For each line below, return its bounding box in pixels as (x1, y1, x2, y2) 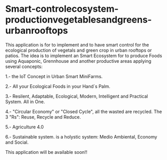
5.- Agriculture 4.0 (5, 124, 44, 130)
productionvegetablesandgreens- (5, 14, 152, 26)
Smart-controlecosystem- (5, 3, 119, 15)
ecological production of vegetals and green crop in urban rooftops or (5, 47, 152, 53)
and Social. (5, 139, 29, 145)
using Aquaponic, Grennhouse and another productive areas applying (5, 58, 152, 64)
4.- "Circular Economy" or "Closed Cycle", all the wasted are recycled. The (5, 108, 162, 115)
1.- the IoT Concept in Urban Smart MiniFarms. (5, 73, 103, 79)
